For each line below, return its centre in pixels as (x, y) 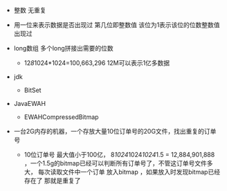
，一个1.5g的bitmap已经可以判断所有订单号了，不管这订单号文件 (116, 163)
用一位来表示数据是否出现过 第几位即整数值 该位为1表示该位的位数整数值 (117, 25)
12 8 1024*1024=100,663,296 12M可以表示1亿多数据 (97, 63)
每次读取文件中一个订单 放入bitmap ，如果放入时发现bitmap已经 (129, 172)
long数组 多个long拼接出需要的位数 (64, 48)
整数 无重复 (30, 10)
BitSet (33, 90)
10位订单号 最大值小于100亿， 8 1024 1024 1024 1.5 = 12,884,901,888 (119, 155)
